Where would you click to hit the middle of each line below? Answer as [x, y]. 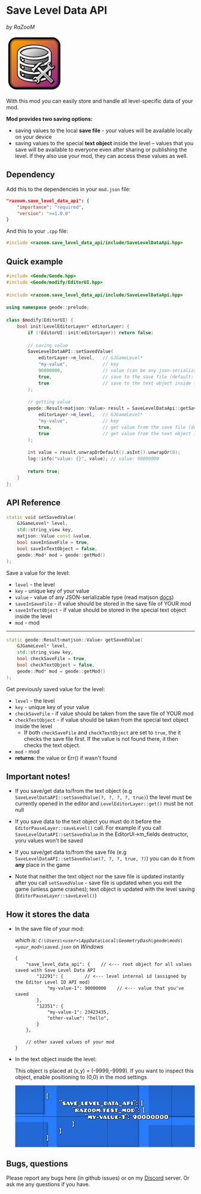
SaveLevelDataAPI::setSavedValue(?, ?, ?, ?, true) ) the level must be [103, 797]
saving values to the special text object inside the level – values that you [104, 143]
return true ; [44, 472]
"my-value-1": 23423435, [78, 1012]
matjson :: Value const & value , [55, 536]
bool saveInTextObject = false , [57, 549]
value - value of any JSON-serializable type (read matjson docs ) [94, 597]
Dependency [31, 175]
